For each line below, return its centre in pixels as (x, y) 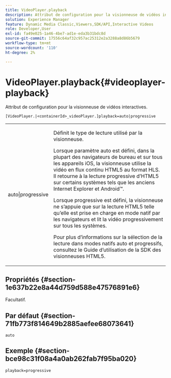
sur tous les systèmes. (80, 226)
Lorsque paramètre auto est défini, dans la (104, 151)
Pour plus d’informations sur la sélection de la (108, 237)
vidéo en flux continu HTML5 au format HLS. (107, 170)
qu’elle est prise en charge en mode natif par (107, 213)
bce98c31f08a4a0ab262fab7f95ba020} (71, 359)
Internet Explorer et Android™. (89, 189)
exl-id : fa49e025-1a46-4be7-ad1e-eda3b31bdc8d (55, 34)
